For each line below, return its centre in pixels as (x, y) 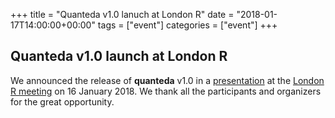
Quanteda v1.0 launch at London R (119, 56)
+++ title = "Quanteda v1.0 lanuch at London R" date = (122, 14)
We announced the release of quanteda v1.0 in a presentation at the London (167, 80)
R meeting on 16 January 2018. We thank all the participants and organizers (166, 91)
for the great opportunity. (62, 101)
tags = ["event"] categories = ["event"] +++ (187, 25)
